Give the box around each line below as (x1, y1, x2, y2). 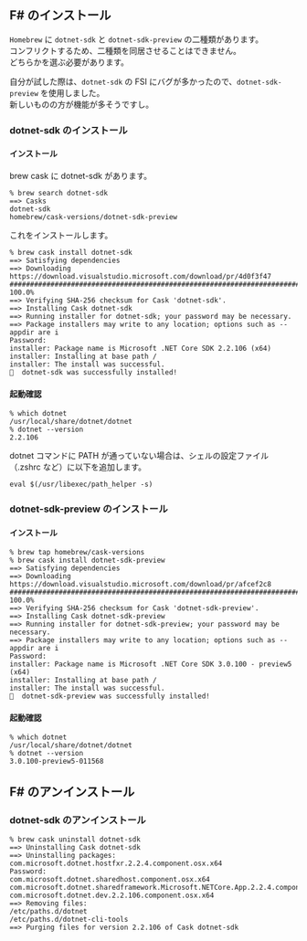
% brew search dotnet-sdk (9, 188, 108, 197)
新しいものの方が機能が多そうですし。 (9, 99, 153, 110)
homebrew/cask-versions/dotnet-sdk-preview (9, 212, 178, 221)
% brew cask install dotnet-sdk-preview (9, 555, 166, 566)
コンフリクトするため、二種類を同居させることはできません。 (9, 45, 242, 56)
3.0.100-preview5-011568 (9, 756, 104, 767)
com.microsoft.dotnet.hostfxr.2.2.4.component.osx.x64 (9, 859, 223, 869)
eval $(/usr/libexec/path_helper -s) (9, 480, 153, 490)
